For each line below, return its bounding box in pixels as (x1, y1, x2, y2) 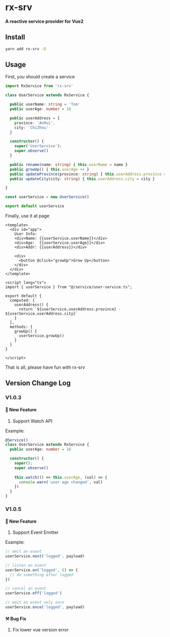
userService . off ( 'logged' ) (5, 591, 62, 596)
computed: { (10, 298, 35, 303)
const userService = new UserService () (5, 194, 90, 200)
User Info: (14, 232, 37, 237)
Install (5, 33, 25, 41)
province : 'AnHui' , (14, 120, 56, 125)
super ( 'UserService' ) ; (14, 144, 62, 149)
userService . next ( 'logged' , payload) (5, 554, 85, 559)
